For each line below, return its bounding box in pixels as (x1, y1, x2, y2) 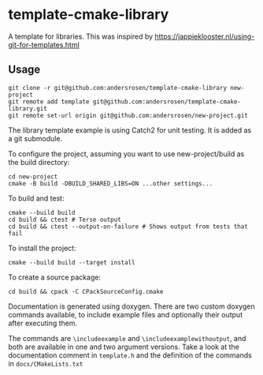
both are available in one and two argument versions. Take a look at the (8, 342, 240, 351)
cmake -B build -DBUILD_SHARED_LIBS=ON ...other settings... (8, 179, 213, 187)
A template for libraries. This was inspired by (8, 32, 154, 41)
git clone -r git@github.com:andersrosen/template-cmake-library (8, 84, 227, 92)
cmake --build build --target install (8, 258, 135, 266)
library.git (8, 104, 47, 112)
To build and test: (8, 193, 65, 203)
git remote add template (8, 97, 90, 106)
